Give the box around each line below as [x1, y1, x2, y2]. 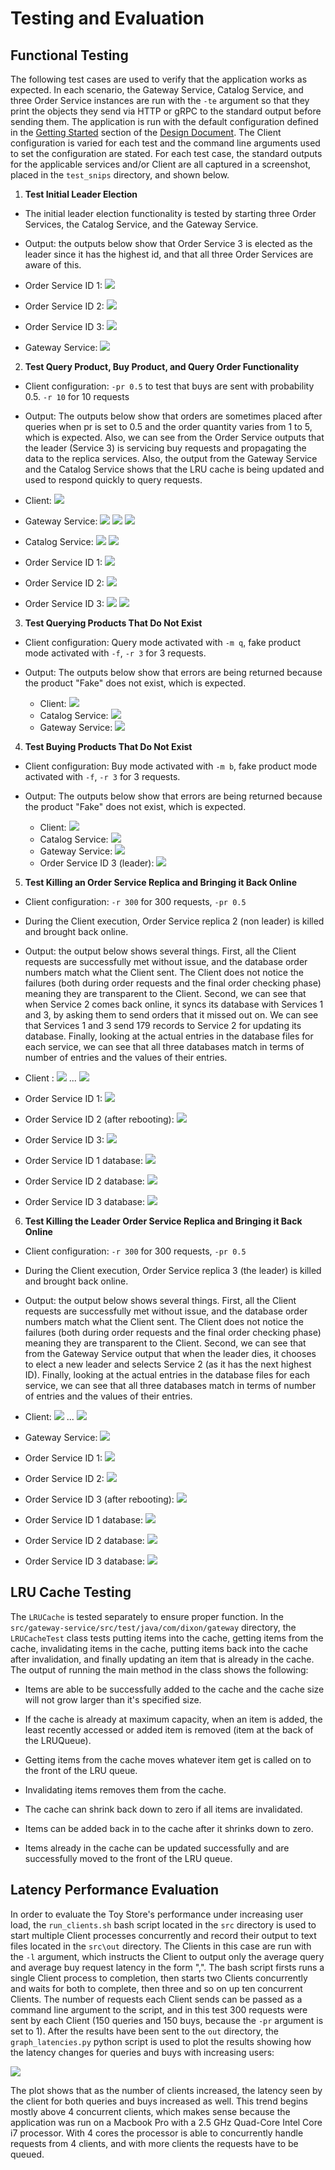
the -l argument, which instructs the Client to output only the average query [10, 1950, 325, 1962]
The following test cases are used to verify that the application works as [10, 73, 308, 85]
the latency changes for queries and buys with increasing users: [10, 2046, 275, 2058]
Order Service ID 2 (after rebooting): [24, 1113, 175, 1125]
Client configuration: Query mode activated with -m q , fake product [24, 637, 301, 648]
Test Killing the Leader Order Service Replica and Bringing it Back [24, 1215, 303, 1227]
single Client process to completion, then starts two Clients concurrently [10, 1972, 308, 1984]
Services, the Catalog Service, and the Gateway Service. [24, 218, 259, 230]
